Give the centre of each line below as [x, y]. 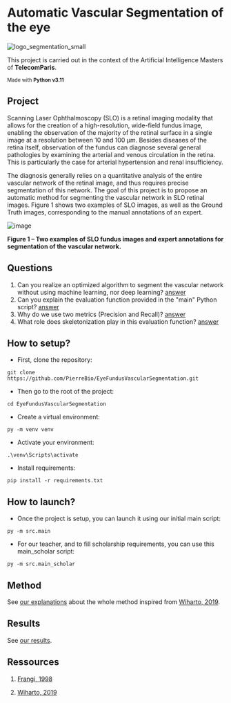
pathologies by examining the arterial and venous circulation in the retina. [111, 154]
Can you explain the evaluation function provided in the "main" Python [117, 300]
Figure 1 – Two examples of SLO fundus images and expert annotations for [115, 239]
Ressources [33, 662]
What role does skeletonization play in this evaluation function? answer [118, 321]
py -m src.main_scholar [41, 564]
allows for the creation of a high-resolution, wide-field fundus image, [105, 125]
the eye [29, 27]
